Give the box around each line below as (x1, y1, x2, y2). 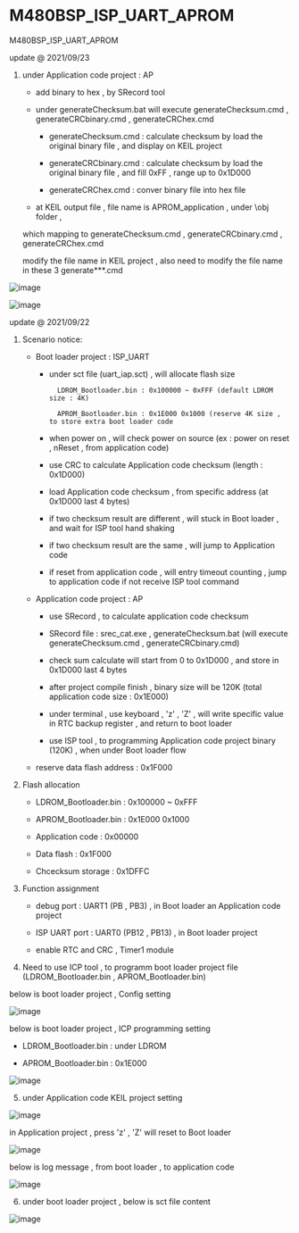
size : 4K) (48, 394, 89, 403)
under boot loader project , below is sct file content (21, 1196, 212, 1206)
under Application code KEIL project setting (21, 1092, 183, 1103)
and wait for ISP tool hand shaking (48, 522, 176, 533)
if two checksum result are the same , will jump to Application (48, 539, 275, 550)
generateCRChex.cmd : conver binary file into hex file (48, 184, 246, 195)
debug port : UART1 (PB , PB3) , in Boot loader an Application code (35, 900, 281, 911)
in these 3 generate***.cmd (21, 264, 123, 275)
